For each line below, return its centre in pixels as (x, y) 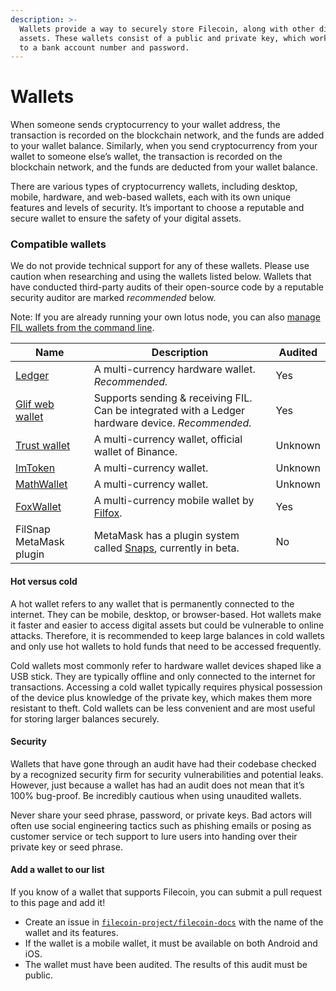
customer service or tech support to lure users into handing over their (154, 836)
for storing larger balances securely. (85, 718)
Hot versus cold (44, 582)
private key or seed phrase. (67, 847)
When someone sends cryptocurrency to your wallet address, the (145, 125)
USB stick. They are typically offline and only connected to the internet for (163, 676)
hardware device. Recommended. (172, 423)
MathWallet (41, 484)
